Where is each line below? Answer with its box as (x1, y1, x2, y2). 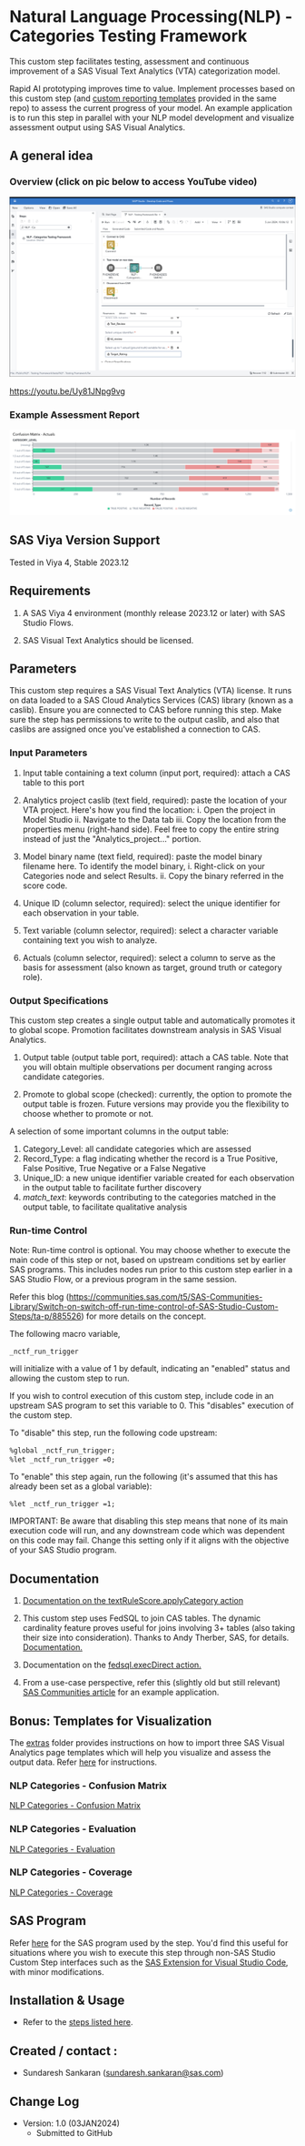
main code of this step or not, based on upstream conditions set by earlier (9, 1254, 287, 1266)
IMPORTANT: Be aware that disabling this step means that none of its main (9, 1515, 289, 1526)
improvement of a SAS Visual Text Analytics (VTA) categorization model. (9, 66, 280, 76)
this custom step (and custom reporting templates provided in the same (9, 93, 277, 104)
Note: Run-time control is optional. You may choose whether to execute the (9, 1245, 290, 1256)
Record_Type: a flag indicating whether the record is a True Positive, (22, 1153, 279, 1164)
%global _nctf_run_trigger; (9, 1446, 116, 1455)
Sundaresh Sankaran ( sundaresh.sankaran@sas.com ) (22, 2068, 224, 2079)
